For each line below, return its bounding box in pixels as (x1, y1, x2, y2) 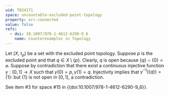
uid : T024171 (5, 7, 33, 13)
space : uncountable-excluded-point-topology (5, 12, 102, 17)
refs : (5, 27, 17, 32)
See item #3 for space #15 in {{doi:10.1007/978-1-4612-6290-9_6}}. (5, 84, 148, 90)
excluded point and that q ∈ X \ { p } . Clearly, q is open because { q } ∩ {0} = (5, 57, 163, 63)
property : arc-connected (5, 17, 59, 22)
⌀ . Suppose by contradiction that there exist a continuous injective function (5, 62, 164, 68)
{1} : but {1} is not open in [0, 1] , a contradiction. (5, 74, 104, 80)
